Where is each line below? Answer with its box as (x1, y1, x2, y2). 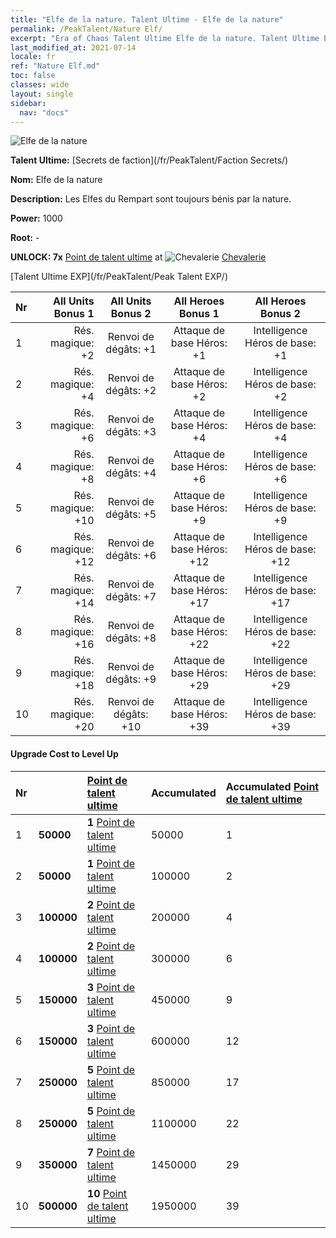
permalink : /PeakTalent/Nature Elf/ (10, 24, 163, 34)
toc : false (10, 71, 56, 81)
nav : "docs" (19, 107, 70, 118)
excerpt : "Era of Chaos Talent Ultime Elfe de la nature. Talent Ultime (10, 33, 320, 43)
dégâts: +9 (105, 672, 157, 686)
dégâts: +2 (105, 384, 157, 398)
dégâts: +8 (105, 631, 157, 645)
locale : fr (10, 52, 56, 62)
